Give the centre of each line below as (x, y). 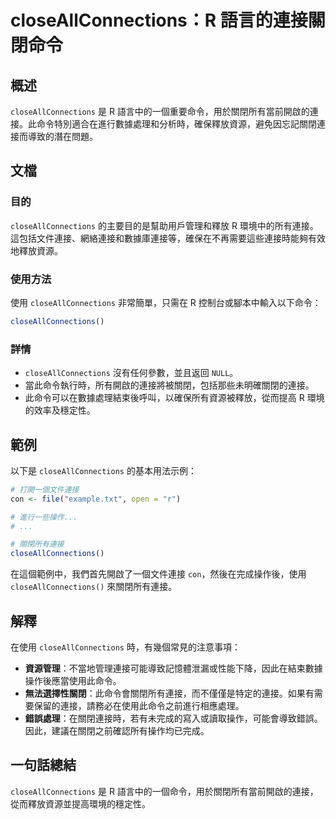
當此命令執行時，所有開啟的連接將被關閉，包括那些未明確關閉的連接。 (169, 385)
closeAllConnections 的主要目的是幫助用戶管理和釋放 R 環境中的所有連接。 (164, 225)
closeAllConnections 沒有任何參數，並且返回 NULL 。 (131, 373)
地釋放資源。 (36, 250)
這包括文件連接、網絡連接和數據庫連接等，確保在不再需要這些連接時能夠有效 (168, 238)
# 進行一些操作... (44, 517)
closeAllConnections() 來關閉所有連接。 (94, 587)
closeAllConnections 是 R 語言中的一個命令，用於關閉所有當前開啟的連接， (164, 791)
